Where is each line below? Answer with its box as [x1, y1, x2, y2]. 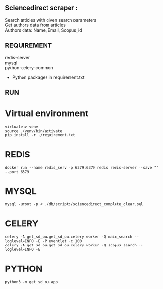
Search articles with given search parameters [5, 17, 97, 22]
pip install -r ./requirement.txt [5, 133, 76, 137]
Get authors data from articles [5, 22, 66, 28]
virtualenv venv [5, 124, 38, 129]
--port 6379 [5, 169, 29, 174]
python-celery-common [5, 65, 53, 70]
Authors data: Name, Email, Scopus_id [5, 27, 82, 33]
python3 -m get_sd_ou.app [5, 279, 58, 284]
